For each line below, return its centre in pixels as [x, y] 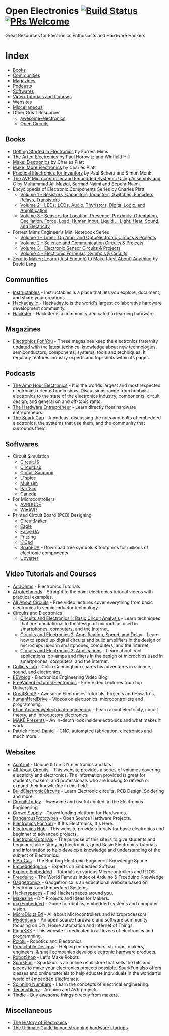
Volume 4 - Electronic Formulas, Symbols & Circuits [74, 253]
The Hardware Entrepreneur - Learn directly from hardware [74, 407]
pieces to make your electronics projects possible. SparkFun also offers [87, 968]
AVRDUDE [31, 504]
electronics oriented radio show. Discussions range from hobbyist [81, 391]
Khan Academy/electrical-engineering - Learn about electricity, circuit [85, 709]
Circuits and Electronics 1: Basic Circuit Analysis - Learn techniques [90, 618]
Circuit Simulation [31, 456]
